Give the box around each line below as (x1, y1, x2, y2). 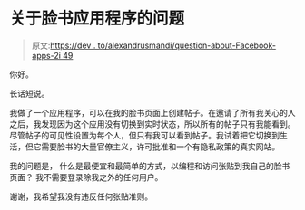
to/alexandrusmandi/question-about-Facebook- (97, 40, 277, 51)
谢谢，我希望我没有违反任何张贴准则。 (9, 191, 152, 202)
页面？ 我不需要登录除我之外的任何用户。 (9, 171, 163, 182)
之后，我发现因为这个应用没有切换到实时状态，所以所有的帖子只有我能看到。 (9, 119, 296, 129)
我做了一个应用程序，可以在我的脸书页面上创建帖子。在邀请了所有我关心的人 (9, 107, 296, 118)
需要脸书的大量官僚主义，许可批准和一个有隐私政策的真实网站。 (40, 141, 280, 152)
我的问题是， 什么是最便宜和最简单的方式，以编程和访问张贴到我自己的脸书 (9, 160, 290, 171)
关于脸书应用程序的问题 (9, 8, 185, 29)
